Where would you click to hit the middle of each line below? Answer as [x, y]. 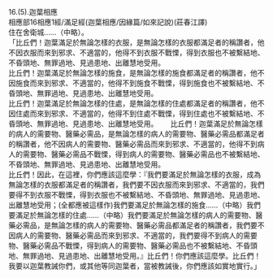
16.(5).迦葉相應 [33, 12]
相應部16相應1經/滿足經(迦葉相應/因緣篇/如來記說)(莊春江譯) [108, 22]
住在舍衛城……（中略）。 [49, 32]
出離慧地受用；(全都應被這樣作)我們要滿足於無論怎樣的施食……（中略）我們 [135, 205]
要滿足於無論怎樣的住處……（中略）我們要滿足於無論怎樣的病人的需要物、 [132, 215]
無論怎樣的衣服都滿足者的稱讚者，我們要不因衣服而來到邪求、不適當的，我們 [136, 185]
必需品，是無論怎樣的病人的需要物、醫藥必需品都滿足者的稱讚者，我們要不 [140, 225]
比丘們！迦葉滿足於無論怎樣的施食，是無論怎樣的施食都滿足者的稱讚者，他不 [136, 73]
